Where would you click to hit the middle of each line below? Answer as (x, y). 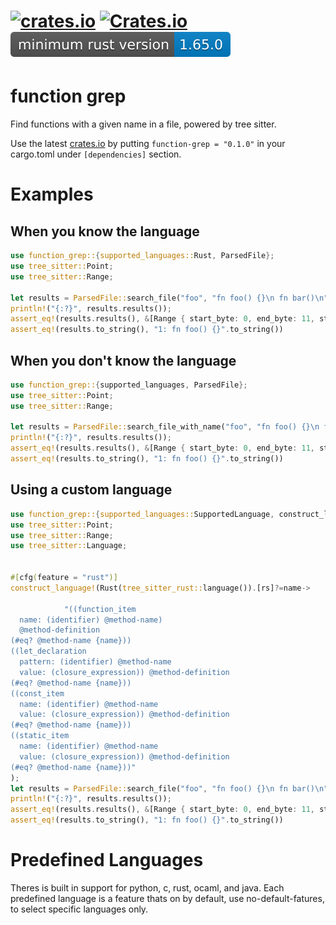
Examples (52, 194)
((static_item (40, 736)
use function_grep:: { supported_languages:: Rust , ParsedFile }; (142, 256)
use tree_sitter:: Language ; (69, 546)
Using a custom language (91, 490)
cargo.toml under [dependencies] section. (96, 154)
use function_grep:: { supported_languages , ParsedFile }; (129, 385)
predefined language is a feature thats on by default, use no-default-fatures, (167, 898)
